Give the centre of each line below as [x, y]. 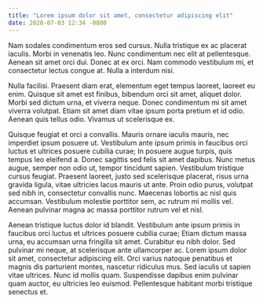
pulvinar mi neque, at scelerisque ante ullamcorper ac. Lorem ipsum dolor [128, 249]
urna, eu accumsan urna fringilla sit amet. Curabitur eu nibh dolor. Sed [122, 242]
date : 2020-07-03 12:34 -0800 [58, 23]
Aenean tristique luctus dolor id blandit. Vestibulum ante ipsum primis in [124, 224]
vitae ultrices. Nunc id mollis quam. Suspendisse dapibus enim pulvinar [123, 275]
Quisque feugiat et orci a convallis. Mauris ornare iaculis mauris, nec [119, 134]
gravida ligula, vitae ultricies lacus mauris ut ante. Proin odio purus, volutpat [131, 184]
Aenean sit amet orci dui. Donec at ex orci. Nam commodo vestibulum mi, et [131, 62]
